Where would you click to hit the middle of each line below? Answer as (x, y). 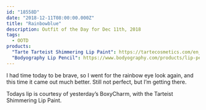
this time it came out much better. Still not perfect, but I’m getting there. (97, 82)
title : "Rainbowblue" (34, 23)
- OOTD (20, 41)
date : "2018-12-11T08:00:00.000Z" (51, 18)
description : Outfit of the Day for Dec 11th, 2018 (74, 29)
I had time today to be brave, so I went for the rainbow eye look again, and (100, 75)
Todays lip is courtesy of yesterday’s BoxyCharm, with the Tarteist (90, 93)
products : (19, 47)
